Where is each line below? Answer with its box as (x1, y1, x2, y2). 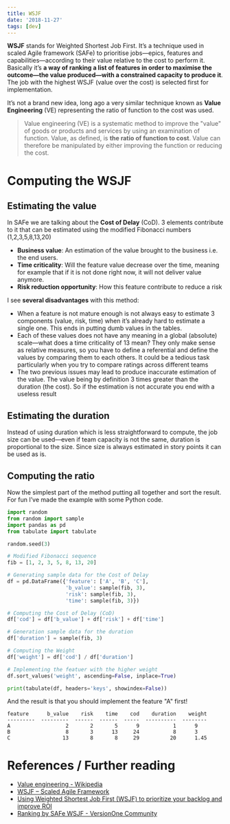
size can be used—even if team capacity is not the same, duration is (7, 435, 200, 444)
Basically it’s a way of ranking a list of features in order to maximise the (7, 63, 213, 72)
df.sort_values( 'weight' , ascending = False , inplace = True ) (7, 672, 176, 680)
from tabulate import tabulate (7, 528, 97, 535)
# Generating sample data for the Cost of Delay (7, 572, 149, 578)
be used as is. (7, 450, 47, 458)
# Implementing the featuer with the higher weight (7, 666, 158, 673)
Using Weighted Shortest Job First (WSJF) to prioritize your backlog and (16, 795, 222, 803)
